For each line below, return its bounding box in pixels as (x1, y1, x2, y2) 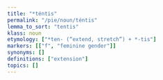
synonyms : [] (7, 49, 45, 56)
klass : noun (7, 29, 42, 37)
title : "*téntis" (7, 10, 58, 17)
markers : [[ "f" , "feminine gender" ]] (7, 42, 117, 49)
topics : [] (7, 62, 39, 69)
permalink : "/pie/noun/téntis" (7, 17, 98, 24)
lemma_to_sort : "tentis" (7, 23, 79, 30)
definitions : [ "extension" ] (7, 56, 89, 63)
